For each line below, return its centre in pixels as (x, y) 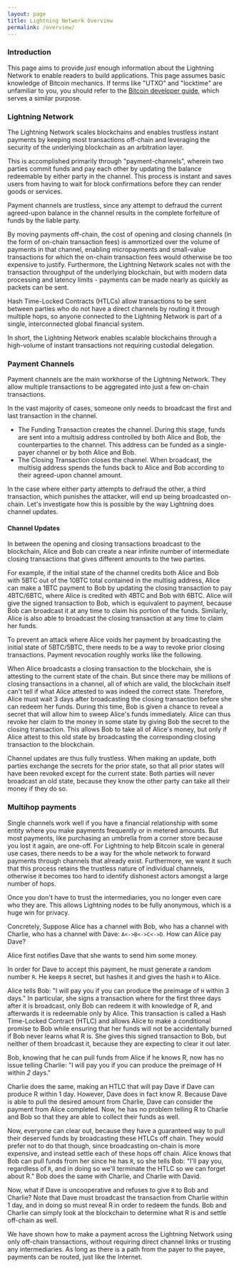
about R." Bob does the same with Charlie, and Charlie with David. (105, 1176)
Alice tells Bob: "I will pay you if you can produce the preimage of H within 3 (118, 990)
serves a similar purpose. (45, 98)
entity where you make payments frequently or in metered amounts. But (113, 830)
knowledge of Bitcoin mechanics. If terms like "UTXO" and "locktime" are (115, 83)
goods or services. (35, 191)
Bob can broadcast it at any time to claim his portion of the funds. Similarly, (118, 611)
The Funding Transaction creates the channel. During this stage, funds (121, 430)
